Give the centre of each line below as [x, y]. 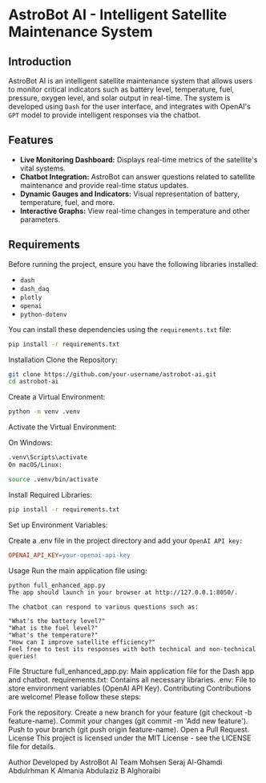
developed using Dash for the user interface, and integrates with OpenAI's [129, 107]
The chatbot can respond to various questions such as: [103, 607]
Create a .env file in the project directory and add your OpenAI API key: [126, 540]
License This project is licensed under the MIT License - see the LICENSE [130, 738]
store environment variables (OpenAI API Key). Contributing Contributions [130, 688]
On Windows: [30, 443]
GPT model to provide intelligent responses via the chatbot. [105, 115]
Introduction [40, 61]
